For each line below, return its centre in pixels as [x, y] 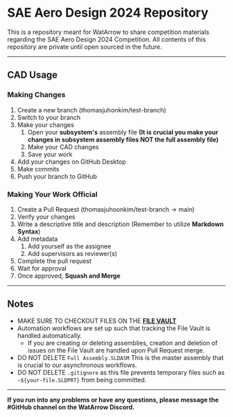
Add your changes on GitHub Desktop [71, 162]
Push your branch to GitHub [57, 176]
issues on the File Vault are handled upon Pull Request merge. [116, 350]
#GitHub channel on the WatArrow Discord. [71, 407]
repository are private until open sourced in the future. [85, 46]
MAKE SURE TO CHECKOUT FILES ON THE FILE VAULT [97, 321]
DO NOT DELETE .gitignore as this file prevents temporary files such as [121, 372]
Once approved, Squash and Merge [69, 275]
